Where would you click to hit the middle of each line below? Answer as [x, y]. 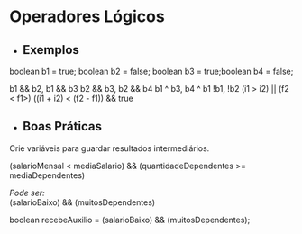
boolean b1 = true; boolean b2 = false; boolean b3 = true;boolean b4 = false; [151, 71]
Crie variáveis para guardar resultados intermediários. [110, 148]
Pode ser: [27, 193]
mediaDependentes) [47, 175]
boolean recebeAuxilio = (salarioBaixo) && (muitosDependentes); [130, 220]
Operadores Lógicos [87, 17]
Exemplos [50, 50]
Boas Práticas [62, 126]
